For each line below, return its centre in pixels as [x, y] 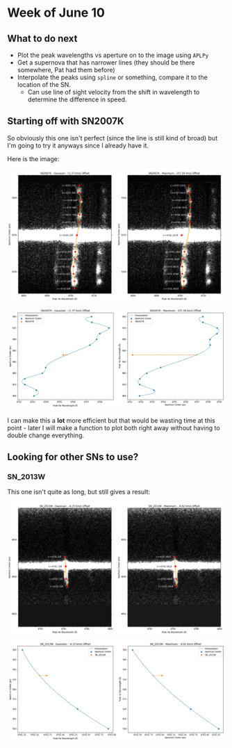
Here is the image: [33, 158]
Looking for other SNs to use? [73, 457]
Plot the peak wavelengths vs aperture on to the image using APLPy [113, 55]
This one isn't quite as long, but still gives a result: [79, 492]
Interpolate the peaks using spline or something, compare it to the [113, 77]
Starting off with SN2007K [66, 121]
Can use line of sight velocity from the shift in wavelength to [114, 92]
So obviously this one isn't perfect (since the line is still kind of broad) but [112, 138]
